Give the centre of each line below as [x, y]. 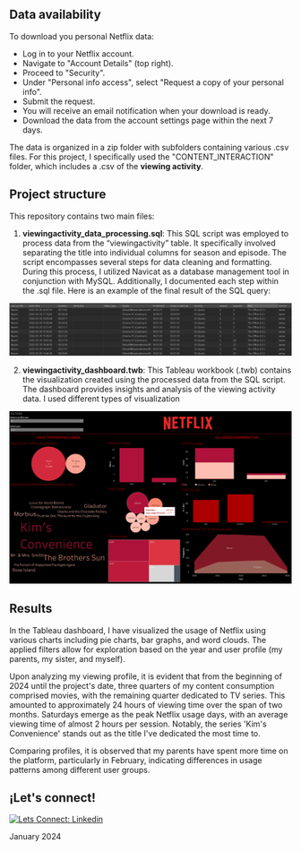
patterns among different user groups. [80, 769]
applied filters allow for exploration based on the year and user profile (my [146, 649]
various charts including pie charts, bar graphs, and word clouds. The [138, 640]
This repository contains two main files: [82, 216]
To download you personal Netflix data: [82, 36]
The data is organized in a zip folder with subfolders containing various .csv [149, 147]
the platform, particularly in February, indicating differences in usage [136, 760]
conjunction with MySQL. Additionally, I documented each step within [150, 280]
